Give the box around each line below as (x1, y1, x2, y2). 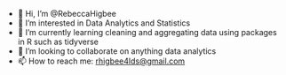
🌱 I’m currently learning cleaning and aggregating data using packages (17, 27, 277, 37)
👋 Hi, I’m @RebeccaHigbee (17, 9, 117, 19)
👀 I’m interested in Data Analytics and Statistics (17, 18, 191, 28)
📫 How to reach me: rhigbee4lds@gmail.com (17, 56, 186, 66)
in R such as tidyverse (17, 36, 99, 47)
